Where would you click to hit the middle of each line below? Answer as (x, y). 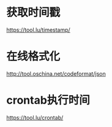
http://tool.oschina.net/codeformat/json (56, 73)
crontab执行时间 (48, 100)
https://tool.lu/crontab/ (35, 117)
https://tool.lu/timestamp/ (38, 30)
